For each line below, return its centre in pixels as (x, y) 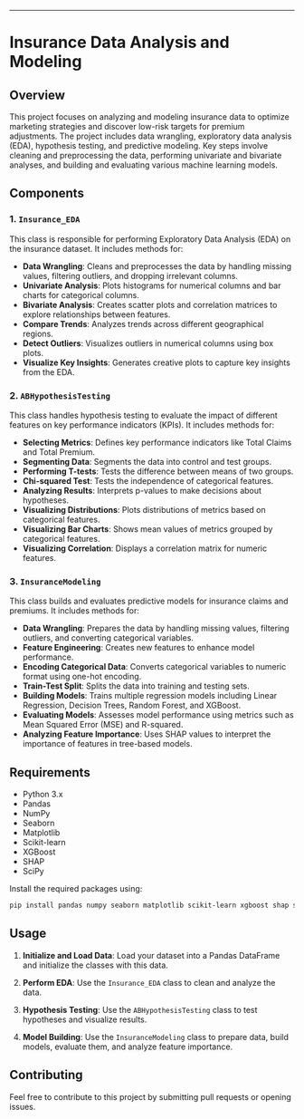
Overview (38, 95)
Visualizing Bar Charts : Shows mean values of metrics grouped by (147, 529)
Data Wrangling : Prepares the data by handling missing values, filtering (156, 628)
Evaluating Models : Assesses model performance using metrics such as (158, 715)
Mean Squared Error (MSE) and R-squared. (103, 725)
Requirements (50, 772)
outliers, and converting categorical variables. (108, 638)
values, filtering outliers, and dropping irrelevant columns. (130, 275)
